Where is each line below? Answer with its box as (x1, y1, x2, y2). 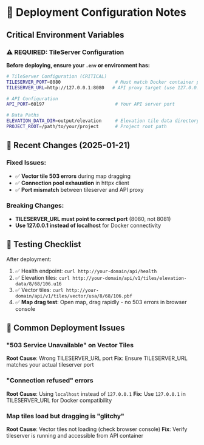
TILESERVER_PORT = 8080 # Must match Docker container (6, 79, 194, 85)
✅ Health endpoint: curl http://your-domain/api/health (15, 267, 157, 274)
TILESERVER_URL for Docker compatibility (6, 396, 112, 404)
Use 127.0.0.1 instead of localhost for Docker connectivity (15, 222, 161, 229)
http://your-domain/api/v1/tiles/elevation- (72, 275, 187, 281)
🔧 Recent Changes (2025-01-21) (6, 140, 131, 151)
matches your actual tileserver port (6, 361, 94, 369)
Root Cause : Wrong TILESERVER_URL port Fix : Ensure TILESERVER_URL (6, 355, 188, 362)
